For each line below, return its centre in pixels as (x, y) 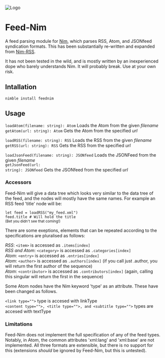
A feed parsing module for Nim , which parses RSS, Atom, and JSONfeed (79, 41)
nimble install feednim (30, 98)
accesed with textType (28, 311)
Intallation (21, 87)
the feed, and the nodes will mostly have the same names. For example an (80, 198)
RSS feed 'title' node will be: (34, 203)
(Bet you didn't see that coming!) (33, 221)
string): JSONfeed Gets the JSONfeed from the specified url (66, 169)
